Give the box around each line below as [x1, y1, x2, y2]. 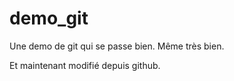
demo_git [9, 7, 89, 30]
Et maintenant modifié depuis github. [9, 59, 161, 71]
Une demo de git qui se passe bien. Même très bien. [9, 40, 225, 52]
